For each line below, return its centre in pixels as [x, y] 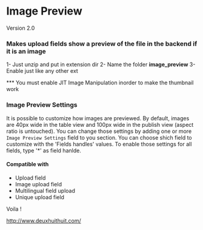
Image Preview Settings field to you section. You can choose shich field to [99, 137]
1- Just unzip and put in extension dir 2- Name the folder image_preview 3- [101, 64]
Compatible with [28, 164]
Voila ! [14, 209]
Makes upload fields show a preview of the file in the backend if [102, 44]
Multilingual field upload [45, 191]
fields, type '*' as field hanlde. [44, 151]
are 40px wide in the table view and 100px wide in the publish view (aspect [100, 124]
